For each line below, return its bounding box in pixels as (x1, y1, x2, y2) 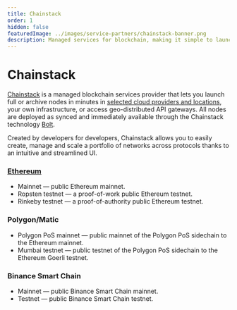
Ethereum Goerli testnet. (17, 253, 89, 261)
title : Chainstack (7, 10, 61, 18)
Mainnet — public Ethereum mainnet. (17, 182, 126, 191)
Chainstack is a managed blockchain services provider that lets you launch (7, 90, 225, 99)
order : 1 (7, 17, 33, 24)
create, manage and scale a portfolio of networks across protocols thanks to (7, 142, 229, 150)
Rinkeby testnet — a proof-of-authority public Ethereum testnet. (17, 197, 204, 206)
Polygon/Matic (7, 215, 59, 225)
